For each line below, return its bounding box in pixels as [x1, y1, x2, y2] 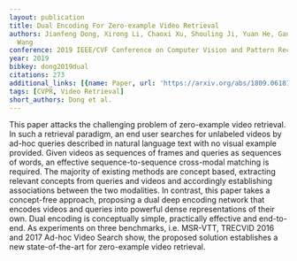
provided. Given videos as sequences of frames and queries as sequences [9, 148, 282, 158]
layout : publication [9, 12, 86, 22]
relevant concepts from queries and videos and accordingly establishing [9, 176, 272, 187]
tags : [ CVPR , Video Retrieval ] [9, 87, 125, 96]
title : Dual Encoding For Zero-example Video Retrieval [9, 21, 219, 30]
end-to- [258, 213, 287, 224]
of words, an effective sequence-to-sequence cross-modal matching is [9, 157, 270, 168]
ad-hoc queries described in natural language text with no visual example [9, 138, 277, 149]
